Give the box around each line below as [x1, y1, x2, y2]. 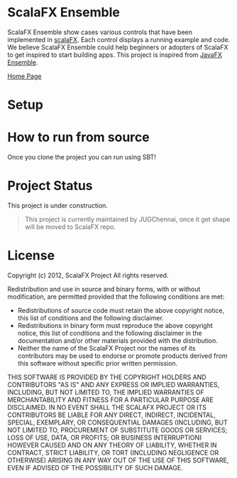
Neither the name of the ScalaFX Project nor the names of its [17, 344, 196, 352]
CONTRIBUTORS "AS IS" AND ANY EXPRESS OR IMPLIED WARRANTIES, [7, 380, 220, 388]
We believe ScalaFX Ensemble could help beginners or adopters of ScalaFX [7, 43, 228, 51]
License [7, 248, 55, 264]
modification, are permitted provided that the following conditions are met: [7, 292, 225, 301]
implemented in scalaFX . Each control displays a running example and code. [7, 35, 231, 43]
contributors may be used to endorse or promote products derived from [17, 351, 228, 360]
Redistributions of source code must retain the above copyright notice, [17, 306, 225, 314]
